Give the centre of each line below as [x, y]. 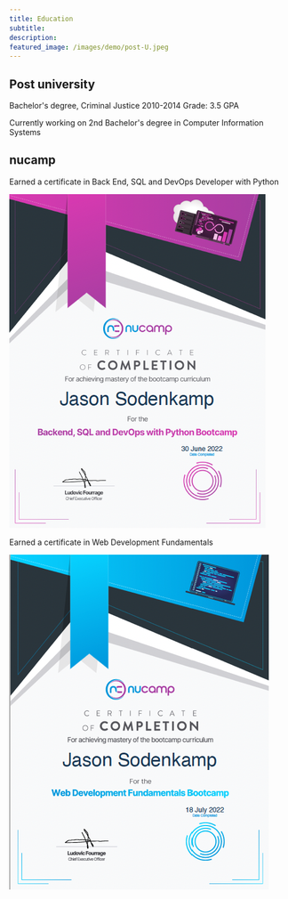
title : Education [41, 19]
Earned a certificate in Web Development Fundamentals [111, 542]
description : [33, 37]
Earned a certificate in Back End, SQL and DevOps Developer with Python [144, 182]
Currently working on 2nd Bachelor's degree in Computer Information [136, 123]
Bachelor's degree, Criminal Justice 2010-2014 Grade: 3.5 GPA [124, 106]
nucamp [32, 160]
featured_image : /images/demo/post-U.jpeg [89, 47]
